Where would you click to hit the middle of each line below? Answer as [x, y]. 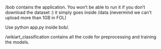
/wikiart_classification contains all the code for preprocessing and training [81, 37]
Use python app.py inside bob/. [37, 27]
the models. [17, 42]
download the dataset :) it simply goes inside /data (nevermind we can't [79, 12]
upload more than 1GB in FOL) [36, 18]
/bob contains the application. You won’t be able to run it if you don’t [75, 7]
